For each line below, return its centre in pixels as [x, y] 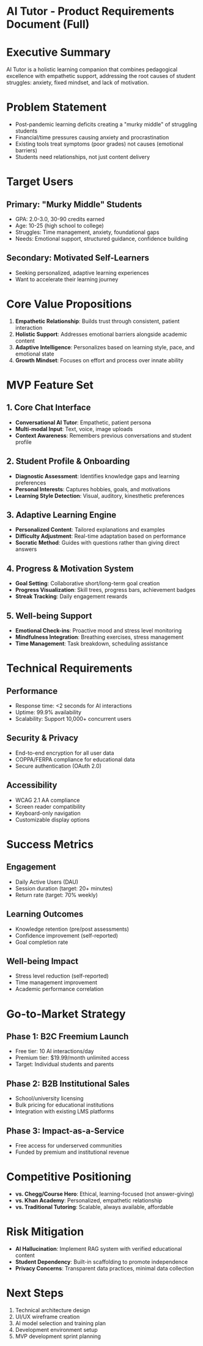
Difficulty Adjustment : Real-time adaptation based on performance [101, 536]
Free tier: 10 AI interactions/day [54, 1051]
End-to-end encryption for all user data [65, 753]
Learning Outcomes [45, 914]
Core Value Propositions [69, 304]
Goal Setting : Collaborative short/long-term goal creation [87, 583]
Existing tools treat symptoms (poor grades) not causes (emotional [99, 144]
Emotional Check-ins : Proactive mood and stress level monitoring [98, 631]
